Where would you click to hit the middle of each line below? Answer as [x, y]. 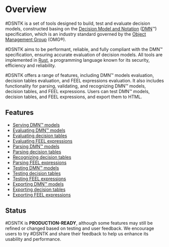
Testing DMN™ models [36, 168]
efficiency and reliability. [31, 65]
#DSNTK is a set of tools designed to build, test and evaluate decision [78, 23]
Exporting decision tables [39, 189]
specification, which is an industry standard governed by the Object [76, 34]
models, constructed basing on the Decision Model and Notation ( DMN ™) [81, 28]
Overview [26, 9]
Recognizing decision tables [42, 157]
